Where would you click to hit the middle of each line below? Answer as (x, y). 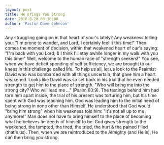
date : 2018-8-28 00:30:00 (32, 19)
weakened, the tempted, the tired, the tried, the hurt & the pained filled (77, 127)
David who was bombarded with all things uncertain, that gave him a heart (81, 74)
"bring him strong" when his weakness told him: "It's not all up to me (75, 111)
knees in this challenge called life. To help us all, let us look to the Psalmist (81, 69)
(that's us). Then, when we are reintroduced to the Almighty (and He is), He (82, 132)
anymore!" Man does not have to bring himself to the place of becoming (78, 116)
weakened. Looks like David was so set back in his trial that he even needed (82, 80)
